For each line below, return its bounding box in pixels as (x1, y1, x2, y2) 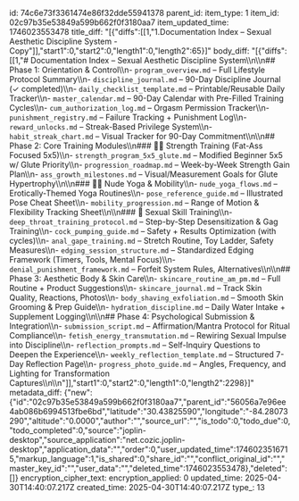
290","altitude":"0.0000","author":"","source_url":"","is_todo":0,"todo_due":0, (9, 415, 291, 426)
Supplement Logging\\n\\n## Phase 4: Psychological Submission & (9, 312, 255, 321)
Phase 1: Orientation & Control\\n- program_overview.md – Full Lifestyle (9, 64, 266, 75)
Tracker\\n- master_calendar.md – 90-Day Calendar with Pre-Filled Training (9, 93, 284, 104)
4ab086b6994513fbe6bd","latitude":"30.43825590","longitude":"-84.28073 (9, 406, 288, 416)
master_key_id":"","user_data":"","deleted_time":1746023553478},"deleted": (9, 463, 288, 473)
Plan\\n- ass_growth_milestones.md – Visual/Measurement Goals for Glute (9, 169, 278, 180)
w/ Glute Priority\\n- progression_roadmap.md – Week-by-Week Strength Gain (9, 160, 290, 170)
